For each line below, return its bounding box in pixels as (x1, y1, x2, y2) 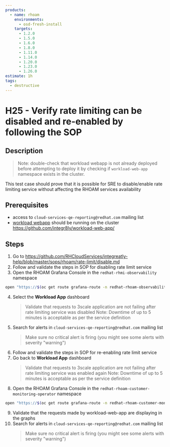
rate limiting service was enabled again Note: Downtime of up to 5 (25, 370, 163, 376)
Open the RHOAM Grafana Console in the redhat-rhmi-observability (12, 270, 157, 276)
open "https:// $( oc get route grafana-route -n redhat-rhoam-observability (5, 285, 168, 290)
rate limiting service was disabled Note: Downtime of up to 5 (25, 309, 151, 315)
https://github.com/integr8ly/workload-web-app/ (12, 225, 115, 231)
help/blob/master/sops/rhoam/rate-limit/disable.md (12, 259, 120, 265)
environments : (14, 17, 44, 22)
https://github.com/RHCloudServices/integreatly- (25, 253, 128, 260)
